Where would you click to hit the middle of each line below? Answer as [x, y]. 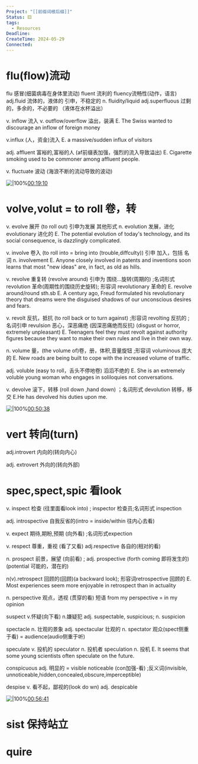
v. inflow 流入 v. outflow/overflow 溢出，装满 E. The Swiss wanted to [89, 121]
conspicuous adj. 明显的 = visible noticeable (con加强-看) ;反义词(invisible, [97, 668]
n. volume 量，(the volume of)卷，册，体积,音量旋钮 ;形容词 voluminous [93, 350]
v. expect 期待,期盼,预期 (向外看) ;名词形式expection [69, 533]
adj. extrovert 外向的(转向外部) [43, 464]
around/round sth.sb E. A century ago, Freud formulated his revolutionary [95, 293]
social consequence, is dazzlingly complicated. [64, 240]
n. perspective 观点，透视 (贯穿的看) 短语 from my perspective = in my [92, 597]
